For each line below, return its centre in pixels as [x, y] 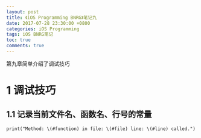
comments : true [25, 46]
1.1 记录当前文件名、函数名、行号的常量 [79, 115]
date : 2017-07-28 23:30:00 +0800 [48, 23]
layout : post [23, 12]
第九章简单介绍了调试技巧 [38, 64]
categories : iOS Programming [43, 29]
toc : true [19, 40]
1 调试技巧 [31, 90]
